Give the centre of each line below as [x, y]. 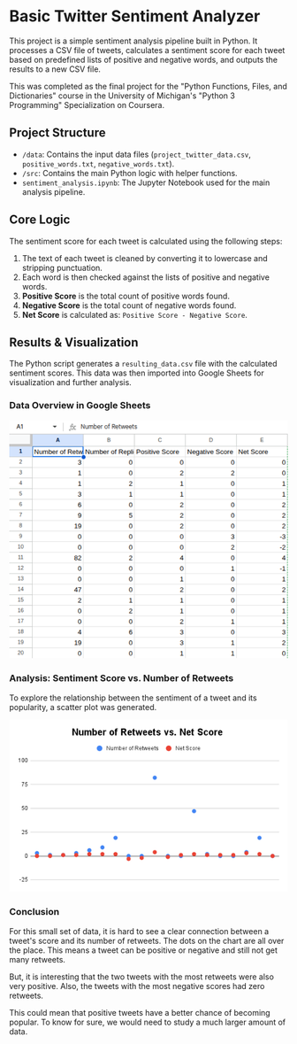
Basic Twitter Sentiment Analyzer [135, 16]
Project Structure [57, 133]
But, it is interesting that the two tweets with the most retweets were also [141, 977]
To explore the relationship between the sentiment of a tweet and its [133, 698]
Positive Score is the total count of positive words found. [126, 296]
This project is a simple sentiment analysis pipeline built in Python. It [133, 41]
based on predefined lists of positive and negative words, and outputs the [144, 59]
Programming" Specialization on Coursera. [87, 104]
